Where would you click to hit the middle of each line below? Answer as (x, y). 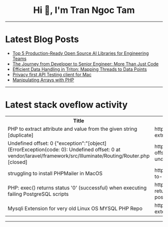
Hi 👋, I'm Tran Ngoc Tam (84, 10)
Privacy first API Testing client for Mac (52, 74)
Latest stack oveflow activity (66, 105)
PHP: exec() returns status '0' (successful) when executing (77, 187)
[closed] (17, 162)
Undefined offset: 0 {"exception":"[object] (57, 143)
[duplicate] (20, 135)
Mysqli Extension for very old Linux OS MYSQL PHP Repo (75, 208)
